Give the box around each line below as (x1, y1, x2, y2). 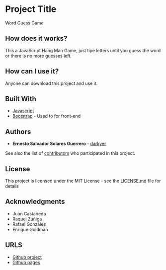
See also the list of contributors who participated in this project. (5, 150, 136, 156)
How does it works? (5, 34, 68, 43)
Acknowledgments (5, 198, 66, 206)
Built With (5, 94, 36, 103)
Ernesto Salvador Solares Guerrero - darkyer (12, 140, 106, 147)
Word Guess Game (5, 20, 44, 26)
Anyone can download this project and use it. (5, 80, 98, 86)
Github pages (12, 259, 40, 265)
